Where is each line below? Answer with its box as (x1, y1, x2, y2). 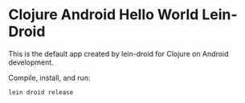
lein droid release (8, 88, 74, 97)
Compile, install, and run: (8, 73, 91, 82)
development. (8, 57, 54, 67)
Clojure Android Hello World (8, 6, 199, 24)
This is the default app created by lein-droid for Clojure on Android (8, 49, 229, 58)
